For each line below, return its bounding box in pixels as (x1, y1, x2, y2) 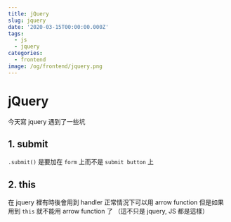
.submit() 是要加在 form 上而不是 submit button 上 (8, 158, 154, 166)
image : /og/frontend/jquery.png (8, 63, 103, 70)
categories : (8, 50, 43, 57)
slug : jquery (8, 17, 46, 24)
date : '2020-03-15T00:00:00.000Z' (8, 23, 110, 30)
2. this (8, 178, 36, 190)
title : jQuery (8, 10, 50, 18)
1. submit (8, 138, 48, 150)
